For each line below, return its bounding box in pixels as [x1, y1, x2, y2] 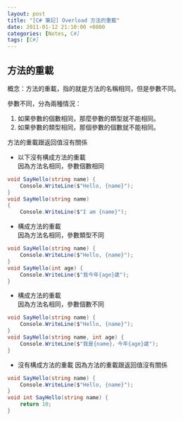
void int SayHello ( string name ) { [7, 394, 109, 401]
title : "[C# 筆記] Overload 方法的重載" [7, 17, 120, 24]
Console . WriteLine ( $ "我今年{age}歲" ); [20, 271, 130, 278]
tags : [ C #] [7, 37, 39, 44]
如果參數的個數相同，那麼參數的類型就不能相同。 [17, 114, 160, 122]
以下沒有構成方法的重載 [17, 153, 86, 161]
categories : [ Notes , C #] [7, 30, 80, 37]
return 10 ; [20, 401, 52, 408]
